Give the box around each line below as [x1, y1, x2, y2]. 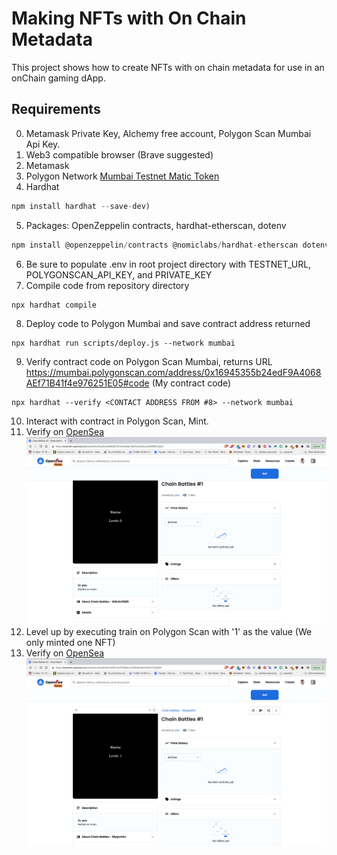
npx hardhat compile [11, 300, 98, 310]
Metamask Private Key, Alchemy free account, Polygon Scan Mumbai [25, 127, 312, 139]
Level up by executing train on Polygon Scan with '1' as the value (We [25, 625, 313, 637]
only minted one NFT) [25, 636, 116, 648]
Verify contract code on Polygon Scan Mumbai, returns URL [25, 355, 273, 367]
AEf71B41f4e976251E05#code [25, 377, 150, 389]
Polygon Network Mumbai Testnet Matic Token [25, 170, 220, 182]
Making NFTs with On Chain [11, 7, 247, 30]
